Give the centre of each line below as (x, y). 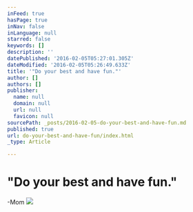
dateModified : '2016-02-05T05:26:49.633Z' (69, 65)
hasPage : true (28, 20)
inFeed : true (26, 13)
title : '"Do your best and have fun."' (64, 71)
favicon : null (33, 116)
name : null (29, 97)
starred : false (29, 39)
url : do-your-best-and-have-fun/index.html (71, 135)
